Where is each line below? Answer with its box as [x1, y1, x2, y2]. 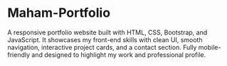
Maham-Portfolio [7, 5, 111, 21]
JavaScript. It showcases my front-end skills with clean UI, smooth [7, 35, 203, 44]
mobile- [198, 43, 221, 51]
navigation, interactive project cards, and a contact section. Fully [7, 43, 197, 51]
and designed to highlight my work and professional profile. [31, 51, 206, 59]
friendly [7, 51, 31, 59]
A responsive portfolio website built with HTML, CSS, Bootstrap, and [7, 28, 208, 37]
